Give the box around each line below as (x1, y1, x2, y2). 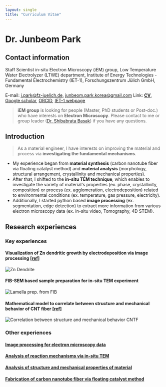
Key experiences (5, 238, 47, 245)
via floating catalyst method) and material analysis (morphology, (12, 166, 147, 172)
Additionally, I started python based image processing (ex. (12, 198, 134, 204)
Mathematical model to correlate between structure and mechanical (5, 300, 150, 306)
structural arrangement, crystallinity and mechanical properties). (12, 171, 146, 177)
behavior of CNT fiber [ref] (5, 306, 62, 312)
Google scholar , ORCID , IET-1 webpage (5, 97, 85, 103)
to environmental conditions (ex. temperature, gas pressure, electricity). (12, 192, 161, 198)
